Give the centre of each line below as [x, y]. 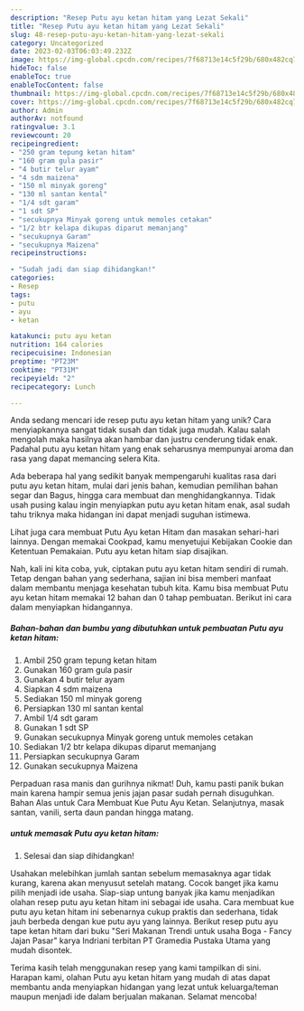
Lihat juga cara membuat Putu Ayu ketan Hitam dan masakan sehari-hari [145, 532]
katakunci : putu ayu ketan [61, 336]
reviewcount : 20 [41, 136]
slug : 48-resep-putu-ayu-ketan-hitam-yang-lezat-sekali [117, 34]
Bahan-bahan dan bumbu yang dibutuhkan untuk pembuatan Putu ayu [147, 628]
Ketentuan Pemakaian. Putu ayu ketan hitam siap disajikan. [120, 552]
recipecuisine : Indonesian [61, 354]
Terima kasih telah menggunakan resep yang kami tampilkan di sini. [136, 968]
